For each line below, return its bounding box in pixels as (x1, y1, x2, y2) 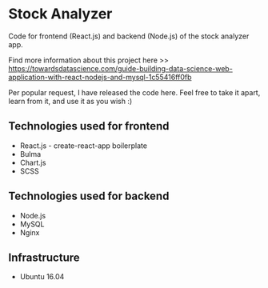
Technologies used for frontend (8, 119, 170, 133)
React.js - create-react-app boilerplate (19, 141, 148, 150)
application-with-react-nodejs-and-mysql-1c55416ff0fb (8, 72, 192, 82)
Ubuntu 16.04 (19, 272, 65, 282)
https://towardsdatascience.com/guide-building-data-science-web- (8, 63, 234, 73)
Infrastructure (8, 250, 80, 264)
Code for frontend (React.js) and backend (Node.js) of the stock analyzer (8, 31, 250, 41)
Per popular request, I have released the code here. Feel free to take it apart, (8, 87, 261, 97)
